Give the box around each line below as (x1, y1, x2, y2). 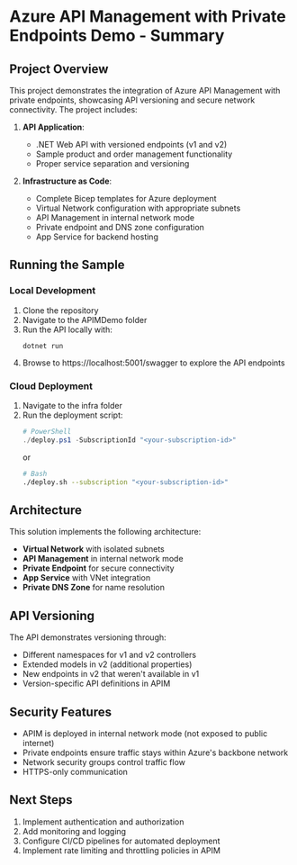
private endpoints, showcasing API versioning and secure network (9, 95, 256, 105)
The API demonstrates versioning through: (9, 632, 166, 643)
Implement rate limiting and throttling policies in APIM (22, 844, 220, 856)
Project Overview (9, 61, 109, 77)
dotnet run (22, 341, 64, 350)
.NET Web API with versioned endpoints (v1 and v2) (35, 140, 228, 149)
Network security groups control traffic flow (22, 756, 186, 767)
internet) (22, 737, 55, 748)
